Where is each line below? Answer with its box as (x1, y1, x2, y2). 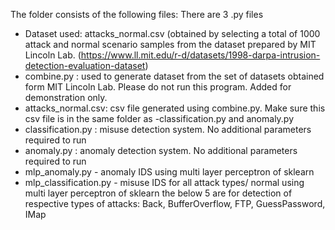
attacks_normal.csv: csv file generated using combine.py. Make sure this (24, 102, 326, 114)
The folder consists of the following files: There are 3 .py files (10, 9, 264, 20)
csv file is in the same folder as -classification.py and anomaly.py (24, 113, 295, 124)
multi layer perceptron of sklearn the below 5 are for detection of (24, 187, 293, 199)
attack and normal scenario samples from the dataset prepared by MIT (24, 39, 317, 50)
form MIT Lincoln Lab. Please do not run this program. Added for (24, 81, 292, 93)
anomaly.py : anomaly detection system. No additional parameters (24, 145, 298, 156)
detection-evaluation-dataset (24, 60, 146, 71)
